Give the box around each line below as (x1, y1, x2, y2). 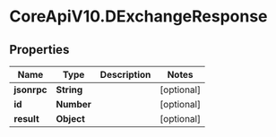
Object (56, 113, 85, 124)
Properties (9, 42, 70, 57)
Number (56, 98, 92, 110)
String (56, 83, 83, 96)
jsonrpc (13, 83, 47, 96)
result (13, 113, 40, 124)
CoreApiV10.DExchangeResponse (9, 6, 268, 27)
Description (99, 69, 151, 81)
